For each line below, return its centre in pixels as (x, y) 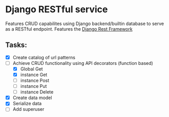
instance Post (35, 80)
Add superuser (28, 109)
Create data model (32, 98)
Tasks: (16, 45)
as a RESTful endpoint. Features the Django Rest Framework (69, 29)
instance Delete (37, 92)
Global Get (31, 69)
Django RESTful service (57, 9)
